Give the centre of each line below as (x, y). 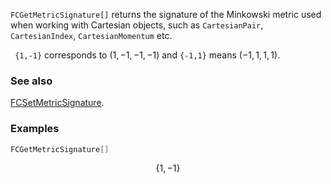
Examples (35, 129)
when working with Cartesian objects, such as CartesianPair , (137, 25)
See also (31, 81)
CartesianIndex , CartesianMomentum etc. (91, 35)
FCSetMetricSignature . (57, 103)
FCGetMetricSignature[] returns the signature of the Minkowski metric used (166, 14)
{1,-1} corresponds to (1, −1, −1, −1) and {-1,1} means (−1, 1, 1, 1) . (147, 55)
